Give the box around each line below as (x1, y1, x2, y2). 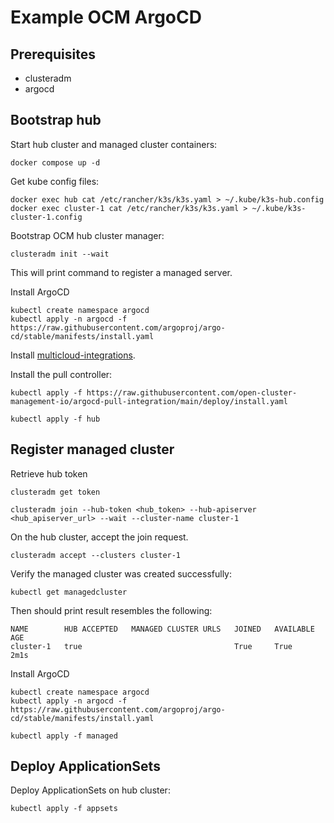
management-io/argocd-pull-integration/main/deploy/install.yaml (10, 396, 288, 406)
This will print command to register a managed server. (10, 266, 233, 278)
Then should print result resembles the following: (10, 604, 213, 616)
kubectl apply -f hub (10, 414, 101, 424)
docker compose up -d (10, 157, 101, 168)
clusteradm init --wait (10, 249, 110, 259)
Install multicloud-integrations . (10, 349, 136, 361)
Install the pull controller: (10, 368, 113, 380)
